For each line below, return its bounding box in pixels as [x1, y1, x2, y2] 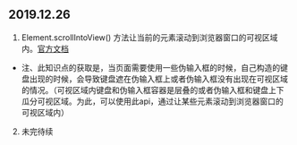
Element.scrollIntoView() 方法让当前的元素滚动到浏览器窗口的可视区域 [21, 31, 278, 43]
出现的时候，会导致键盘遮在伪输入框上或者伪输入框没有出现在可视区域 [29, 73, 288, 84]
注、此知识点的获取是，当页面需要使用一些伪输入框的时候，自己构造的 [21, 62, 281, 72]
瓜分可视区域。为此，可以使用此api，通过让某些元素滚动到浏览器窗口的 [21, 96, 284, 107]
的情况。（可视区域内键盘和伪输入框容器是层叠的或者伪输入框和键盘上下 [21, 84, 284, 95]
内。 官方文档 [21, 43, 69, 54]
